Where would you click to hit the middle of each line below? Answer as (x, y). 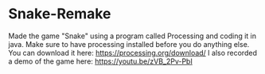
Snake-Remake (60, 14)
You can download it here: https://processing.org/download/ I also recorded (132, 53)
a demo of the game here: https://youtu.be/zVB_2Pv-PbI (100, 61)
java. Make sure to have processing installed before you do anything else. (129, 44)
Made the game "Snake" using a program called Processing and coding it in (132, 36)
